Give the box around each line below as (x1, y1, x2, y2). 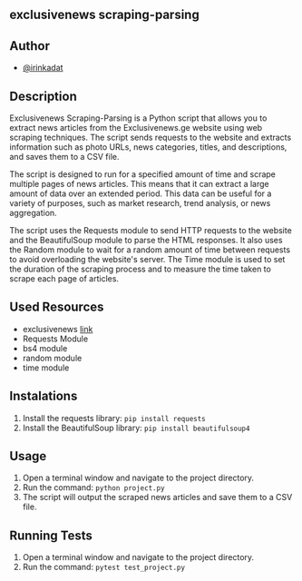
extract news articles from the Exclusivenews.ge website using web (9, 123, 263, 133)
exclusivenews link (22, 323, 93, 334)
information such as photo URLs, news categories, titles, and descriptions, (9, 142, 287, 153)
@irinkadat (22, 63, 63, 74)
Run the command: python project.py (22, 482, 165, 493)
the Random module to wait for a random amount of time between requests (9, 244, 291, 255)
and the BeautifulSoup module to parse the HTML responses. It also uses (9, 235, 283, 246)
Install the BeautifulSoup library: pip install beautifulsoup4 (22, 422, 250, 433)
